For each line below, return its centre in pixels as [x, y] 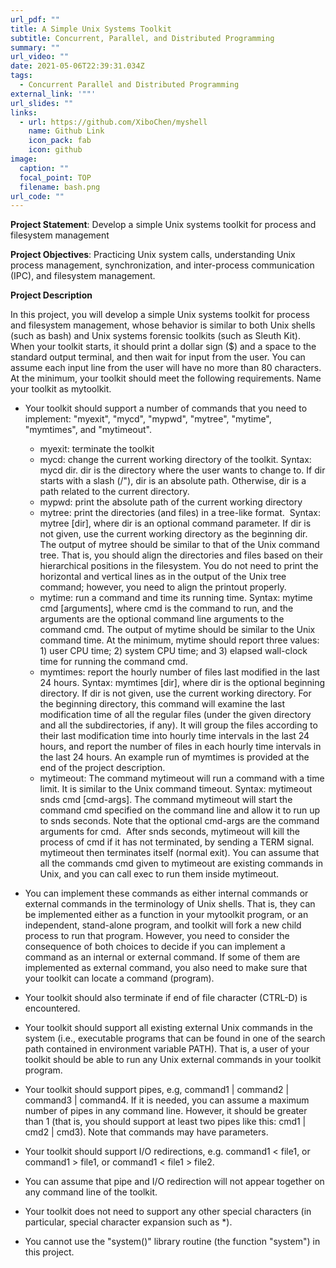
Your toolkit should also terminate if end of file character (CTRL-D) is [166, 998]
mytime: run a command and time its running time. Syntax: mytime [176, 598]
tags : [21, 76]
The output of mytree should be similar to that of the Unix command [179, 545]
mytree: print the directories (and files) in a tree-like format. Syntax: [180, 513]
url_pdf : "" [35, 19]
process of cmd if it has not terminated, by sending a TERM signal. [177, 842]
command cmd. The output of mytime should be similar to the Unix [177, 630]
